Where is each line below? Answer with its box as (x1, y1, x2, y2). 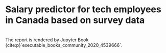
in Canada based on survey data (5, 14, 145, 26)
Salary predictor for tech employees (5, 4, 162, 15)
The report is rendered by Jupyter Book (5, 37, 89, 43)
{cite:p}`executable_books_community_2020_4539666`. (5, 42, 123, 48)
